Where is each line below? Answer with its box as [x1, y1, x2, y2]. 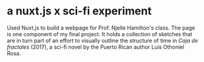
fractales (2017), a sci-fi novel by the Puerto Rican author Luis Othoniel [7, 43, 185, 51]
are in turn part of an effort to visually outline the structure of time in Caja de [7, 37, 199, 44]
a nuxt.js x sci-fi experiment [7, 4, 152, 18]
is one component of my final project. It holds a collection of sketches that [7, 30, 192, 37]
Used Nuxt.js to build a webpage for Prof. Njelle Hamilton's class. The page [7, 24, 195, 31]
